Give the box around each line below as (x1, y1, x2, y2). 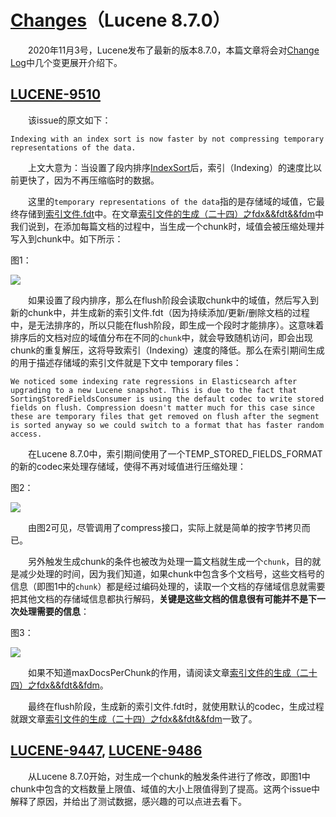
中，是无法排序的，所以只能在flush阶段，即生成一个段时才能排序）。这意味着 (10, 319, 325, 331)
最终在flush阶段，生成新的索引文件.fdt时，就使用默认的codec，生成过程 (28, 700, 325, 712)
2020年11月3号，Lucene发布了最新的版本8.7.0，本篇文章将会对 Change (28, 44, 320, 56)
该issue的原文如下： (28, 114, 112, 126)
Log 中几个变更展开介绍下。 (10, 56, 123, 68)
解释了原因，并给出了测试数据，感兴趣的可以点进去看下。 (10, 795, 247, 807)
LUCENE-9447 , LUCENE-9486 (10, 742, 203, 760)
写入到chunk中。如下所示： (10, 232, 124, 245)
